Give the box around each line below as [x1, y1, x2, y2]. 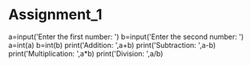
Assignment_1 [8, 6, 103, 24]
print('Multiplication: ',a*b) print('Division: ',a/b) [8, 49, 164, 58]
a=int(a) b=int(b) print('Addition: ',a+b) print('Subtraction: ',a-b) [8, 40, 217, 49]
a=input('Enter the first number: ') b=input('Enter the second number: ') [8, 32, 245, 41]
